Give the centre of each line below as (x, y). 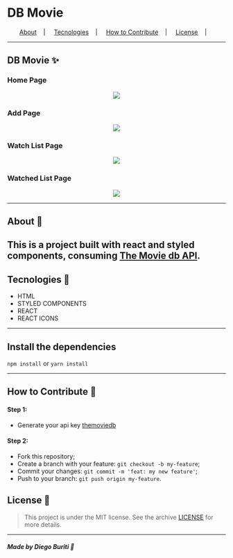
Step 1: (17, 409)
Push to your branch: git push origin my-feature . (89, 478)
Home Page (27, 80)
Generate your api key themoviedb (67, 425)
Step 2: (18, 441)
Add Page (24, 113)
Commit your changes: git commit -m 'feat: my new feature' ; (107, 471)
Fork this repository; (46, 456)
